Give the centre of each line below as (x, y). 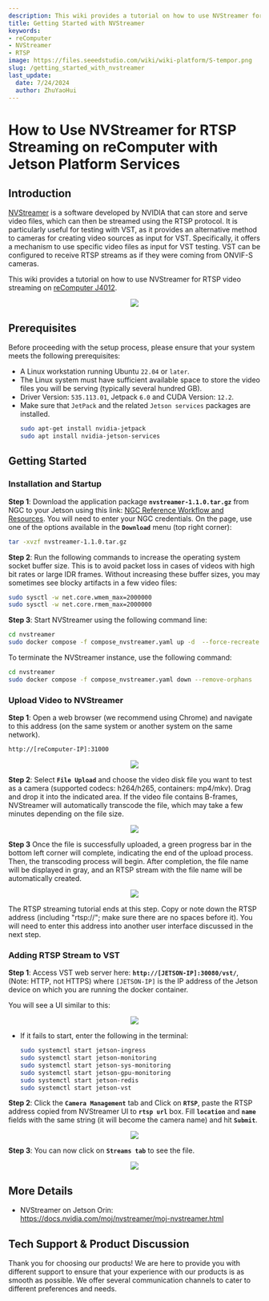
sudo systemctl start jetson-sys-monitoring (95, 1065)
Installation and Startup (55, 484)
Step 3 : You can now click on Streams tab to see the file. (101, 1150)
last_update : (30, 75)
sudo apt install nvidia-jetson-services (90, 436)
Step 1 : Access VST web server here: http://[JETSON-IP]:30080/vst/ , (123, 973)
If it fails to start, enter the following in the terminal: (104, 1036)
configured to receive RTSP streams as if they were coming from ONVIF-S (131, 255)
